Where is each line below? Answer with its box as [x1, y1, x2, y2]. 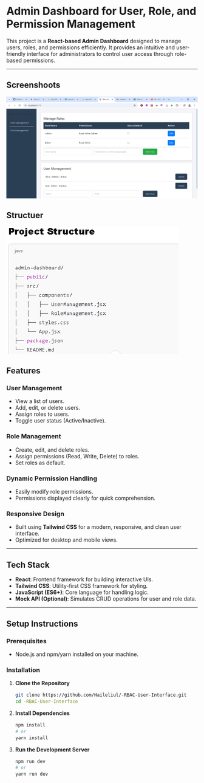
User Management [6, 384, 63, 393]
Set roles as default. [15, 459, 66, 466]
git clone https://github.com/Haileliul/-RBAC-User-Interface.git [15, 692, 187, 698]
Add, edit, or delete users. [15, 404, 81, 412]
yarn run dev [15, 771, 49, 778]
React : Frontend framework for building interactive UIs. [15, 576, 154, 583]
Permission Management [6, 17, 135, 31]
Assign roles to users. [15, 410, 70, 418]
